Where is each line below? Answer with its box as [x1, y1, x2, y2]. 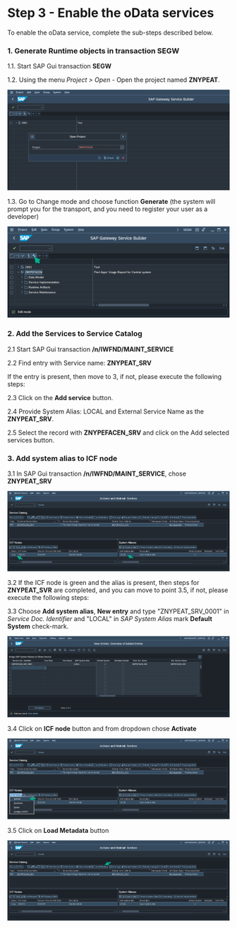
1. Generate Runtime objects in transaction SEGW [7, 46, 180, 56]
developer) [7, 212, 39, 220]
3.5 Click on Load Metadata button [7, 826, 109, 834]
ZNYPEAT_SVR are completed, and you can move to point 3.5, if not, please [7, 586, 229, 594]
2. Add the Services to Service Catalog [7, 329, 142, 339]
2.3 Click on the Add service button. [7, 393, 114, 402]
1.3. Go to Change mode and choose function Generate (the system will [7, 197, 216, 205]
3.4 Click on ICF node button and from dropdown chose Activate [7, 725, 197, 733]
